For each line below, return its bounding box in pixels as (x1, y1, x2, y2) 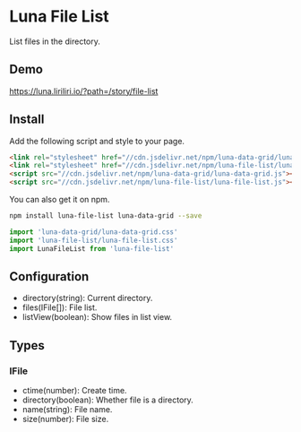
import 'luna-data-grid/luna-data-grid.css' (9, 227, 178, 237)
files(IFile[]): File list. (21, 302, 98, 313)
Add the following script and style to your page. (9, 135, 185, 146)
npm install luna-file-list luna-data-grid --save (9, 212, 202, 220)
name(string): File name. (21, 404, 113, 415)
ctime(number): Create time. (21, 385, 127, 396)
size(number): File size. (21, 414, 109, 425)
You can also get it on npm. (9, 194, 110, 205)
